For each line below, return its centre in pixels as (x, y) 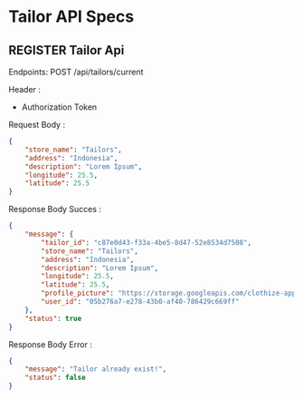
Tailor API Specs (71, 17)
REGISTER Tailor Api (66, 50)
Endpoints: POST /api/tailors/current (76, 72)
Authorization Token (59, 107)
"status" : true (53, 318)
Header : (25, 89)
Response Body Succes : (55, 209)
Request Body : (37, 125)
